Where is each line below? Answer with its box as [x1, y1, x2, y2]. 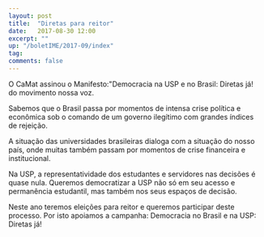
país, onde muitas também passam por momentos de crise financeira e [8, 145, 245, 154]
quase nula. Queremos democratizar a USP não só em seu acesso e [8, 177, 236, 187]
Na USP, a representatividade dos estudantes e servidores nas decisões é [8, 169, 256, 179]
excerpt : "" [8, 34, 49, 43]
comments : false [8, 57, 63, 66]
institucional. [8, 153, 51, 163]
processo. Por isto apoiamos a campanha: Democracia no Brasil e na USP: [8, 210, 257, 220]
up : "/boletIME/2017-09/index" [8, 42, 114, 50]
